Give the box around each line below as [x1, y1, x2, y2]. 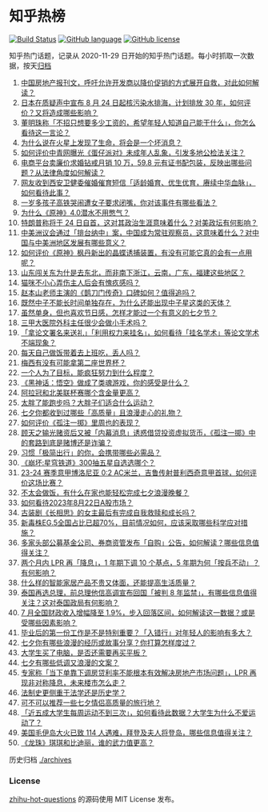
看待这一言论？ [20, 127, 70, 137]
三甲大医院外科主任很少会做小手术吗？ [20, 318, 147, 327]
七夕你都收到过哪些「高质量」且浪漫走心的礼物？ [20, 407, 182, 417]
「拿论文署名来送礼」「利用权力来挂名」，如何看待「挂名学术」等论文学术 [20, 327, 259, 337]
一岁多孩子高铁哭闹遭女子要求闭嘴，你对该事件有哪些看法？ [20, 198, 218, 207]
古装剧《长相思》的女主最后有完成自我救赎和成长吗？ [20, 507, 197, 517]
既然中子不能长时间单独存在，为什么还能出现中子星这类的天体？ [20, 298, 231, 307]
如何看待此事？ [20, 187, 70, 197]
